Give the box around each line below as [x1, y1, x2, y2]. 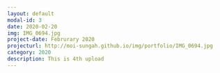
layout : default [7, 10, 54, 17]
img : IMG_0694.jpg [7, 29, 61, 37]
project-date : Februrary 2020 [7, 36, 95, 43]
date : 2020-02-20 [7, 23, 58, 30]
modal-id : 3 [7, 17, 42, 24]
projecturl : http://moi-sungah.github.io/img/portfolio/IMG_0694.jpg [7, 42, 214, 49]
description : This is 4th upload [7, 56, 104, 63]
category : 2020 [7, 49, 52, 56]
